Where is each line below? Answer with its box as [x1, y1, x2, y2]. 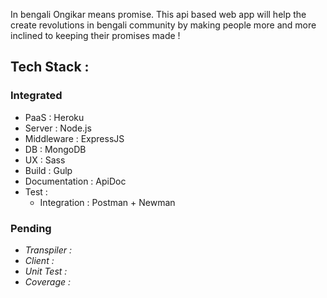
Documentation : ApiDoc [24, 175, 127, 187]
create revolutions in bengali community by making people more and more [10, 19, 317, 31]
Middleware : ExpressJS [24, 132, 125, 144]
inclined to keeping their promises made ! [10, 30, 181, 41]
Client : [24, 254, 55, 266]
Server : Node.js [24, 122, 92, 134]
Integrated [10, 89, 63, 103]
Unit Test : [24, 265, 68, 277]
